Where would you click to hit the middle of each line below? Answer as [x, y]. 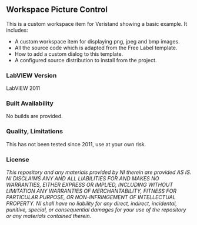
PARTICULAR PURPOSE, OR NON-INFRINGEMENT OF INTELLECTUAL [91, 197]
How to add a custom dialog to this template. [69, 54]
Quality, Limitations [35, 132]
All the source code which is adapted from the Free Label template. [96, 48]
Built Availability [30, 103]
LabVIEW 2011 [23, 88]
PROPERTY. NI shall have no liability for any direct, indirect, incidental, [92, 203]
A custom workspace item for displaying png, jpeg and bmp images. [97, 41]
